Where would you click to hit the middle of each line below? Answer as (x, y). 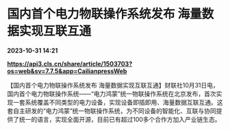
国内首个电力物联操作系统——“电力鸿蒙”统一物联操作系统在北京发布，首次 (112, 94)
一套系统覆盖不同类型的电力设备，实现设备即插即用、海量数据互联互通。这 (118, 102)
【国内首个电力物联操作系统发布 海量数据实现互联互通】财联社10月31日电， (113, 85)
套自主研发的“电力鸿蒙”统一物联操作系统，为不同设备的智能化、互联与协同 (112, 111)
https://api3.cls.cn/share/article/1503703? (70, 64)
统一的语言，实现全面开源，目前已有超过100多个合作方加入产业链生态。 (120, 119)
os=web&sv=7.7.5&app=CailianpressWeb (67, 71)
